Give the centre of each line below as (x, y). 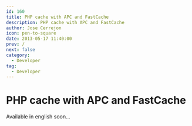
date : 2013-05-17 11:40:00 (39, 39)
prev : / (16, 45)
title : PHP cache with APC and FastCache (58, 17)
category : (18, 55)
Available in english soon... (38, 117)
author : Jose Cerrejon (34, 28)
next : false (21, 50)
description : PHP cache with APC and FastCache (65, 22)
